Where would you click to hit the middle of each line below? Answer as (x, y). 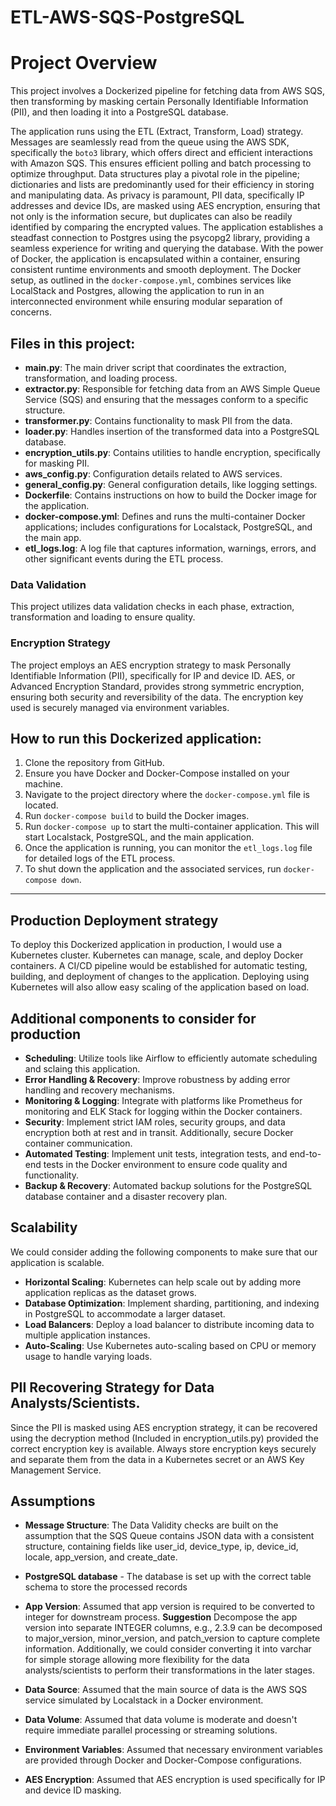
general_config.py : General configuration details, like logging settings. (171, 484)
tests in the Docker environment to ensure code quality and (165, 1164)
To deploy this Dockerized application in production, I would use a (146, 945)
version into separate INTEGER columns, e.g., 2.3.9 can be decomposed (173, 1628)
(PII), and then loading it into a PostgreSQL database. (119, 112)
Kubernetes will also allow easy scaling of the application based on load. (160, 987)
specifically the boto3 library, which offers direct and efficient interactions (161, 153)
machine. (44, 784)
